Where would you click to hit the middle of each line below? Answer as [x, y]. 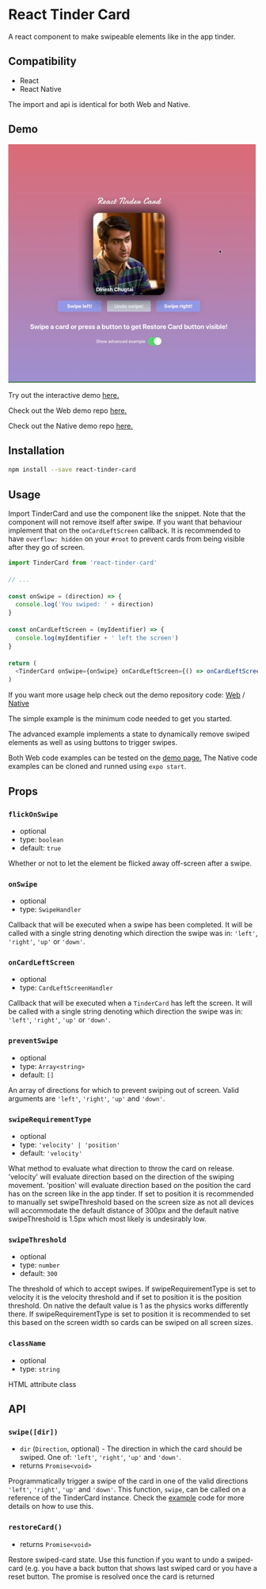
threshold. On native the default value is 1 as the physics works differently [129, 1306]
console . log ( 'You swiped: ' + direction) [85, 605]
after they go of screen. [47, 548]
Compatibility [42, 61]
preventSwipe [33, 1041]
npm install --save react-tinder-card [72, 470]
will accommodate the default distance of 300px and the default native [123, 1211]
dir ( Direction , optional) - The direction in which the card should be [131, 1449]
